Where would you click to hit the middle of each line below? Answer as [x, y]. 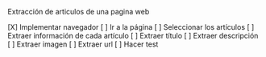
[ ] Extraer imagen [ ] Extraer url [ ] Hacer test [83, 44]
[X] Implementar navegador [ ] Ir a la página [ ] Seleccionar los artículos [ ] [131, 27]
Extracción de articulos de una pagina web [79, 12]
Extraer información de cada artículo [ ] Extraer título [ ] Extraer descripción [133, 36]
